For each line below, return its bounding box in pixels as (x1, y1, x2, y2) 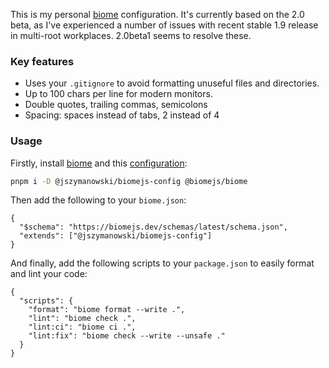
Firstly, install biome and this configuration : (10, 157, 188, 169)
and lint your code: (10, 268, 88, 280)
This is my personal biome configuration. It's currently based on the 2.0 (10, 9, 305, 20)
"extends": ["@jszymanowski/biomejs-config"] (19, 231, 213, 241)
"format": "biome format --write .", (28, 305, 186, 315)
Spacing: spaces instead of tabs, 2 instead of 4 (24, 109, 220, 121)
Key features (10, 54, 75, 68)
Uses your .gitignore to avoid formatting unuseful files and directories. (24, 77, 320, 89)
